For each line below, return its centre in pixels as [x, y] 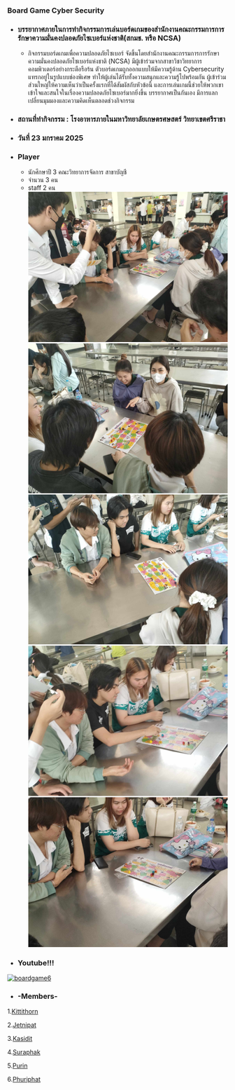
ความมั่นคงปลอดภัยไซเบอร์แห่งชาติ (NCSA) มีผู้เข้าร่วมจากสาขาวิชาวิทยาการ [115, 61]
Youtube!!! [36, 962]
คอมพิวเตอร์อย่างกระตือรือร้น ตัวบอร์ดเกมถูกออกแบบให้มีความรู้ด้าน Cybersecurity [126, 69]
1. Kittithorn [23, 1011]
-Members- [37, 996]
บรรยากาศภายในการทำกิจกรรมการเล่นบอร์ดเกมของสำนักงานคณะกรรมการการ [121, 29]
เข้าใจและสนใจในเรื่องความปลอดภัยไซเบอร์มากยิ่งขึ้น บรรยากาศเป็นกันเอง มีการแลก [123, 93]
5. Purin [17, 1066]
